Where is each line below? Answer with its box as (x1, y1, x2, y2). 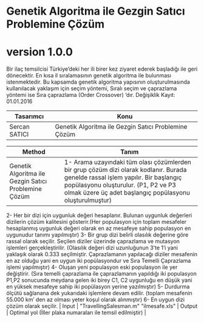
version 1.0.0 (6, 45, 73, 59)
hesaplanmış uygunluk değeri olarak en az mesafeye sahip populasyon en (6, 224, 191, 232)
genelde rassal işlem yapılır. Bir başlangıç (64, 173, 182, 182)
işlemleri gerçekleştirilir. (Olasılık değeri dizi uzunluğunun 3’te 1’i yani (6, 244, 178, 251)
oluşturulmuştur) (64, 196, 112, 205)
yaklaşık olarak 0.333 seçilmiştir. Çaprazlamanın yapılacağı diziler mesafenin (6, 251, 198, 258)
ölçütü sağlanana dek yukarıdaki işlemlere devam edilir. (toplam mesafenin (6, 290, 192, 297)
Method (22, 148, 46, 156)
